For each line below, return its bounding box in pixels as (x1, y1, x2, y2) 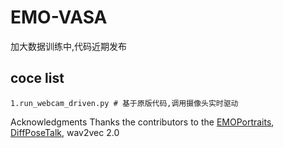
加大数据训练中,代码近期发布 (10, 40, 128, 52)
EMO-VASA (10, 6, 108, 29)
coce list (10, 70, 65, 87)
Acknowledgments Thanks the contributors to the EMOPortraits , (10, 116, 275, 128)
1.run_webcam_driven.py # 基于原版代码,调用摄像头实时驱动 (10, 98, 239, 108)
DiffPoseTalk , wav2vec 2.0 (10, 126, 120, 138)
